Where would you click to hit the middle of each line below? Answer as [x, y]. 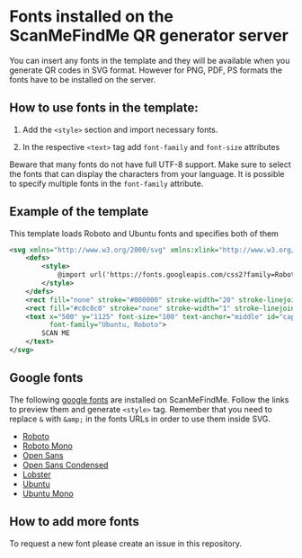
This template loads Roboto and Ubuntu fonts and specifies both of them [144, 233]
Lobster [36, 474]
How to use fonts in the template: [104, 108]
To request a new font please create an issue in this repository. [126, 543]
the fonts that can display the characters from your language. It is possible [147, 173]
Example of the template [79, 212]
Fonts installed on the [91, 17]
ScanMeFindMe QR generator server [149, 35]
